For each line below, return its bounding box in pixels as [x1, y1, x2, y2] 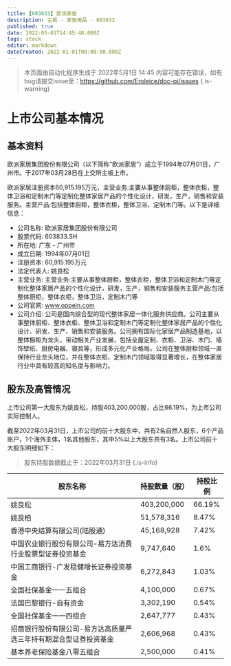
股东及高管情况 [7, 384, 71, 395]
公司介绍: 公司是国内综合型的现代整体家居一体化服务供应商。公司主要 [16, 309, 214, 318]
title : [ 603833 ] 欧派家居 [7, 10, 78, 17]
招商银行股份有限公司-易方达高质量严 [10, 624, 133, 634]
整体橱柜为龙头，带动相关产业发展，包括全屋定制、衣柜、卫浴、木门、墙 [16, 335, 222, 344]
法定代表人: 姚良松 [16, 267, 69, 275]
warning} [23, 84, 50, 93]
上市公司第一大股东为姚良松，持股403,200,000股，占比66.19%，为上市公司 [7, 403, 222, 411]
